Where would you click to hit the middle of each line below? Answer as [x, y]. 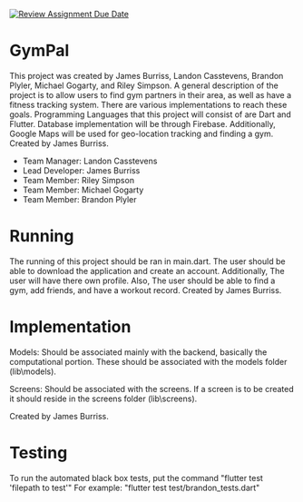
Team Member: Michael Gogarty [83, 190]
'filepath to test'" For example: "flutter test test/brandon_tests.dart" [135, 487]
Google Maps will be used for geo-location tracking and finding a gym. [142, 133]
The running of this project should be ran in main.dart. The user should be [147, 261]
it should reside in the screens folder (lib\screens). [103, 399]
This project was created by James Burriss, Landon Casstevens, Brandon [147, 75]
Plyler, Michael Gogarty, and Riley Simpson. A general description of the [144, 85]
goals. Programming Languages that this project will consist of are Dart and [151, 114]
